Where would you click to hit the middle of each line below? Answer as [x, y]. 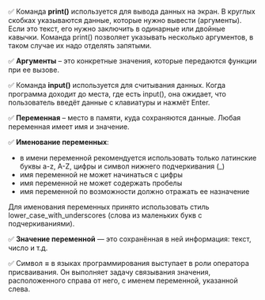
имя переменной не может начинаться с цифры [101, 175]
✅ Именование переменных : [59, 142]
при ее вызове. [34, 70]
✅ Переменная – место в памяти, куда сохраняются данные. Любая [125, 118]
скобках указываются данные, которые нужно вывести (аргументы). [125, 20]
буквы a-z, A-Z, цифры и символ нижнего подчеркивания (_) [122, 166]
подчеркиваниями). [42, 224]
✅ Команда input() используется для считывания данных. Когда [117, 85]
